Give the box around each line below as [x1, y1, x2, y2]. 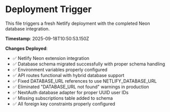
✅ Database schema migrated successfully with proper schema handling [12, 61, 165, 67]
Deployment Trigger [5, 4, 92, 15]
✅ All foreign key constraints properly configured [12, 100, 116, 107]
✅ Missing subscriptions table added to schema [12, 95, 113, 101]
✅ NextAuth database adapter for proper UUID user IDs [12, 89, 129, 95]
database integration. [5, 25, 50, 31]
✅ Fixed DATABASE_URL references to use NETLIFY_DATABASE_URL [12, 78, 157, 84]
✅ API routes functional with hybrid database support [12, 72, 124, 78]
